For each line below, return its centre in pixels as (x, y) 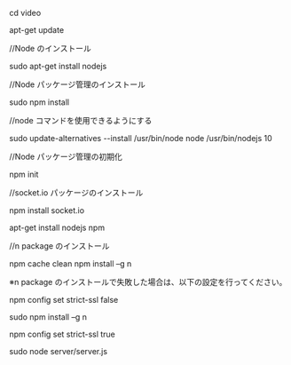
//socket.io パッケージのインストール (76, 193)
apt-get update (37, 30)
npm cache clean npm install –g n (71, 264)
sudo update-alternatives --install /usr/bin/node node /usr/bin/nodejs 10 (141, 138)
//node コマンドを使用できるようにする (81, 120)
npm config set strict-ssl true (62, 334)
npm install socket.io (47, 210)
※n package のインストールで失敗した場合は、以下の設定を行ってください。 (148, 282)
